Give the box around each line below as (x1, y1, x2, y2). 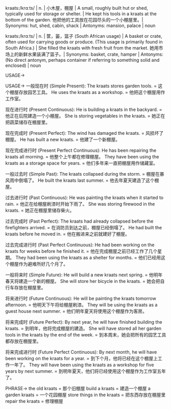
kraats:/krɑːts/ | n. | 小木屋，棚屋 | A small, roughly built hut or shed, (5, 5, 148, 11)
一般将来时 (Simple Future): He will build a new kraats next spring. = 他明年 (5, 272, 163, 278)
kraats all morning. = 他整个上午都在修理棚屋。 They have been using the (5, 154, 159, 160)
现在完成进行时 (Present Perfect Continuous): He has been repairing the (5, 148, 157, 153)
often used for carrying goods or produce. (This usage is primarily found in (5, 39, 163, 45)
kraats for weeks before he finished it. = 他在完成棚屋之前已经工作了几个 (5, 248, 158, 254)
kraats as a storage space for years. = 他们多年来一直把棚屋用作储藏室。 (5, 160, 158, 166)
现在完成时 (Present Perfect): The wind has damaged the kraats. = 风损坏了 (5, 130, 164, 136)
